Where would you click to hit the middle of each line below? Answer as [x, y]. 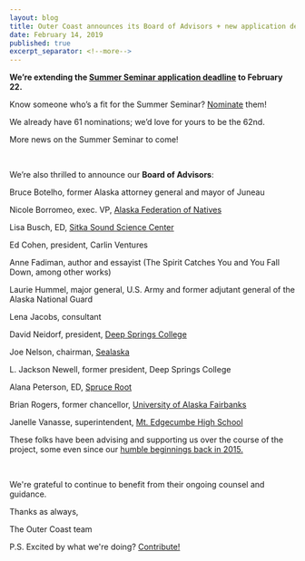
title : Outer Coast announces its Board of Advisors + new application [148, 26]
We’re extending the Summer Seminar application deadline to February [146, 77]
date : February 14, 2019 [56, 34]
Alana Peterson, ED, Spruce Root [71, 387]
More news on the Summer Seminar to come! [94, 140]
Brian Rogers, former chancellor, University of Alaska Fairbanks [128, 405]
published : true [40, 43]
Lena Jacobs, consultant [55, 317]
